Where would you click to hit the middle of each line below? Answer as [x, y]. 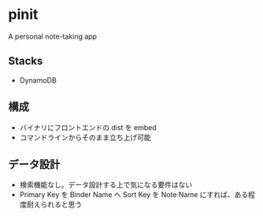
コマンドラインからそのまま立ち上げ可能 [85, 137]
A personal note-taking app [52, 36]
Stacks [26, 61]
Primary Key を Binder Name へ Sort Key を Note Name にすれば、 [127, 195]
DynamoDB [38, 80]
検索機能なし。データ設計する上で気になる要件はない [106, 185]
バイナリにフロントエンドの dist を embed [88, 127]
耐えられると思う [54, 205]
